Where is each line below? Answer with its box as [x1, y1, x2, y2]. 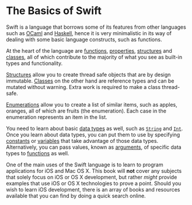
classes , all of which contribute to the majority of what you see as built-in [6, 53, 183, 60]
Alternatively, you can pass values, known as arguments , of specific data [6, 143, 182, 151]
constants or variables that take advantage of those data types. [6, 137, 159, 144]
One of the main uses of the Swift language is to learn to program [6, 161, 163, 168]
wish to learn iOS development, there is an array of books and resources [6, 186, 180, 193]
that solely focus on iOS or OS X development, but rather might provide [6, 173, 177, 180]
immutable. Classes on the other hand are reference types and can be [6, 77, 174, 84]
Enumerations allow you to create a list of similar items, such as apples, [6, 101, 177, 108]
